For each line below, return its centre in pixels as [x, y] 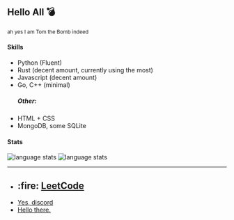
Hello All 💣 [31, 12]
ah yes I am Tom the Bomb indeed [48, 32]
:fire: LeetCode [51, 186]
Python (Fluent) [40, 63]
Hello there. [34, 210]
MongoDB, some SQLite [52, 125]
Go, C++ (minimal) [44, 85]
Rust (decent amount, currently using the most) [85, 70]
